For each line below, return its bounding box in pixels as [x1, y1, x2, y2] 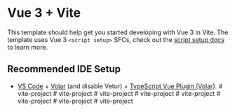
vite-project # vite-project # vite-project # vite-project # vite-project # [17, 89, 221, 97]
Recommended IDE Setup [7, 63, 121, 75]
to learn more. [7, 43, 48, 51]
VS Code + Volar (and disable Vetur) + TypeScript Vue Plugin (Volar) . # [17, 82, 223, 90]
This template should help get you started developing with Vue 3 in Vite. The [7, 28, 229, 36]
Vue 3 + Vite [7, 5, 81, 21]
